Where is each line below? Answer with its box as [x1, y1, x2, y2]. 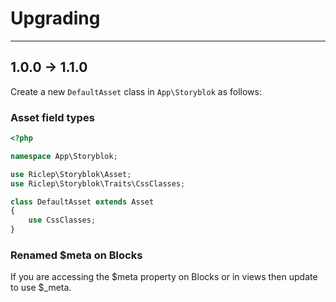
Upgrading [10, 7, 101, 30]
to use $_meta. [10, 282, 72, 294]
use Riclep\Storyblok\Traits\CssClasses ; [10, 178, 186, 189]
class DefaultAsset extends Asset [10, 197, 155, 207]
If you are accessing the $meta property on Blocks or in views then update [10, 271, 318, 283]
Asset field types [10, 110, 95, 124]
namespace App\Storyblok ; [10, 151, 118, 161]
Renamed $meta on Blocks [10, 248, 143, 262]
